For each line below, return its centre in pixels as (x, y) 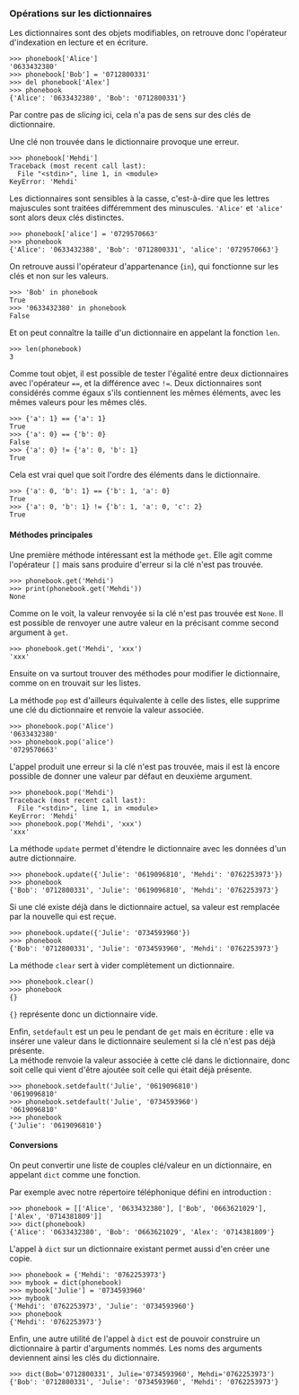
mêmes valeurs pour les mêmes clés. (78, 402)
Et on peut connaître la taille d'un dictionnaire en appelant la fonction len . (145, 333)
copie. (21, 1258)
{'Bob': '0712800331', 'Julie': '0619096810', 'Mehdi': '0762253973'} (144, 890)
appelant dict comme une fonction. (75, 1174)
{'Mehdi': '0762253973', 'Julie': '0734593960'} (102, 1306)
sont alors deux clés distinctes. (66, 217)
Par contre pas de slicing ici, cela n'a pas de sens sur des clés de (130, 115)
